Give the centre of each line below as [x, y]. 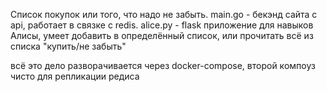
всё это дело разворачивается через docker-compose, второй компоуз [163, 65]
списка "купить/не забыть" [68, 46]
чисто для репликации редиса [75, 76]
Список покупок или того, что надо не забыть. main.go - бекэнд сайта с [164, 14]
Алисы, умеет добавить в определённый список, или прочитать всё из [162, 35]
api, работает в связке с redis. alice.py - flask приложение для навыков [162, 25]
